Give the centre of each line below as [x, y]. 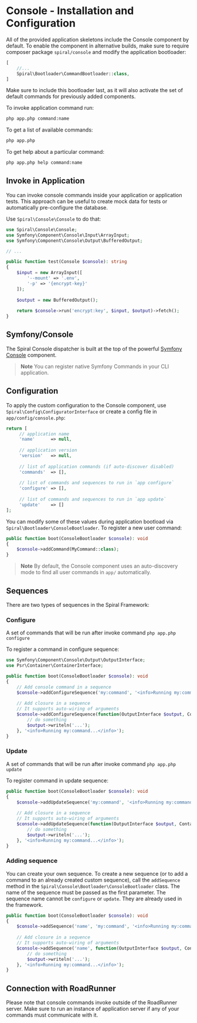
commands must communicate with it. [52, 1015]
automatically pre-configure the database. [57, 207]
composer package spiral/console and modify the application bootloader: [96, 52]
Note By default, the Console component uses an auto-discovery [99, 566]
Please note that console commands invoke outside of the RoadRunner [92, 1002]
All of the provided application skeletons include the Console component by [98, 39]
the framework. [25, 904]
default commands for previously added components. [71, 97]
